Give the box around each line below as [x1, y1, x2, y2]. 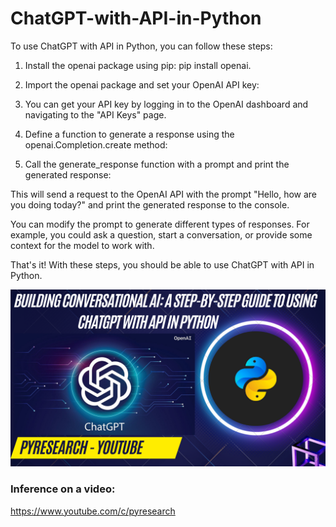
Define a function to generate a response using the [24, 128, 235, 140]
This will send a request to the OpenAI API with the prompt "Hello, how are [10, 188, 318, 200]
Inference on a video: [10, 482, 116, 496]
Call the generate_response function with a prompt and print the [24, 158, 290, 170]
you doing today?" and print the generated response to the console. [10, 198, 290, 211]
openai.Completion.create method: [24, 138, 168, 151]
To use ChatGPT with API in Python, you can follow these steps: [10, 40, 273, 52]
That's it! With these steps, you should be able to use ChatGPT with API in [10, 258, 315, 271]
